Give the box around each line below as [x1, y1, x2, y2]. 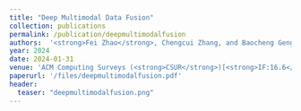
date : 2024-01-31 [9, 55, 74, 64]
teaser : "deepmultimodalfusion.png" [17, 88, 154, 97]
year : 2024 [9, 47, 50, 55]
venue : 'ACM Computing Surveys [9, 64, 126, 73]
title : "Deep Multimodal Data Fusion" [9, 13, 154, 22]
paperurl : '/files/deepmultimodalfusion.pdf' [9, 72, 182, 81]
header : [9, 80, 39, 89]
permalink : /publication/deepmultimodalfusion [9, 30, 186, 38]
